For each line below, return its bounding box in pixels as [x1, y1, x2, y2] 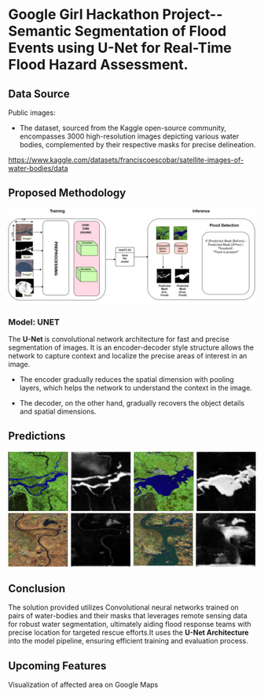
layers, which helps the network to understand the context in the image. [19, 384, 253, 392]
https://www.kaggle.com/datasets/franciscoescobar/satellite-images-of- [8, 155, 244, 165]
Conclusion [8, 582, 66, 595]
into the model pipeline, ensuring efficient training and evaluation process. [8, 636, 249, 646]
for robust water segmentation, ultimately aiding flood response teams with [8, 620, 251, 629]
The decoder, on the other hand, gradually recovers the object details [19, 399, 245, 407]
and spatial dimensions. [19, 407, 97, 416]
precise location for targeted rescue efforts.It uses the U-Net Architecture [8, 628, 249, 637]
